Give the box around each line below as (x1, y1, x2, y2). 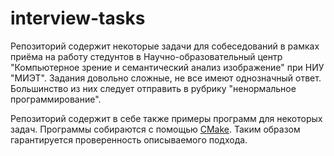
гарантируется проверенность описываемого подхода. (10, 133, 248, 146)
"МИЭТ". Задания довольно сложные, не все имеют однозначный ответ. (10, 72, 322, 84)
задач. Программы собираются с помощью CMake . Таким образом (10, 123, 301, 135)
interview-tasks (10, 7, 146, 30)
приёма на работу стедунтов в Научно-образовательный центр (10, 50, 283, 62)
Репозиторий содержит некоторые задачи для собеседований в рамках (10, 40, 320, 52)
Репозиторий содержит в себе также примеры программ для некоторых (10, 112, 323, 124)
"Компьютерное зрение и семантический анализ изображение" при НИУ (10, 61, 325, 73)
